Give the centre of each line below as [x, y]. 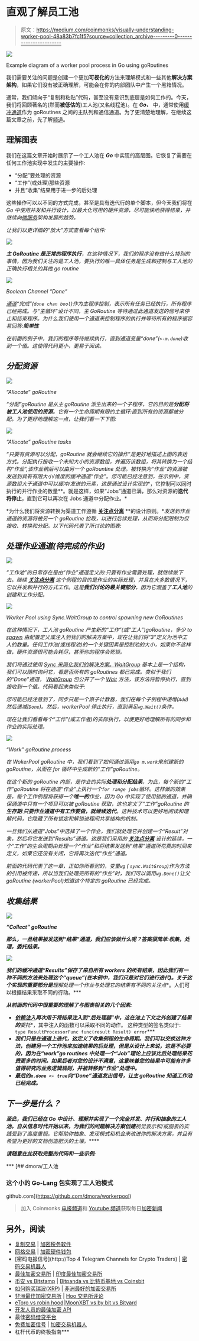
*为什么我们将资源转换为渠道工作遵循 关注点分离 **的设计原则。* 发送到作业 [98, 511]
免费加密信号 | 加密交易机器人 [51, 1324]
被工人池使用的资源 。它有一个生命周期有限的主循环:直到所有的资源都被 [92, 411]
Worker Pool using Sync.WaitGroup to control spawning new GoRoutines [94, 618]
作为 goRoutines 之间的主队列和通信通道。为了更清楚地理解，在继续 [104, 112]
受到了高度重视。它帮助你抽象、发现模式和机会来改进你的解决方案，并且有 [102, 1134]
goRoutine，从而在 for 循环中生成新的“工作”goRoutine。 [74, 769]
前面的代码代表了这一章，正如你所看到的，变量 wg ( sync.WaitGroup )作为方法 [98, 866]
